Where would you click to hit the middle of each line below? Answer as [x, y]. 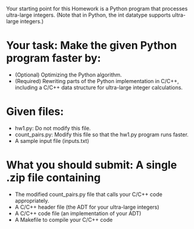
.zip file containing [53, 178]
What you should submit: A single [92, 165]
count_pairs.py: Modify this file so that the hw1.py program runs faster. [102, 135]
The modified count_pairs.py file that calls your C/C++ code [89, 194]
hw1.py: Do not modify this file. [53, 128]
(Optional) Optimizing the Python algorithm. [68, 75]
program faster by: [54, 58]
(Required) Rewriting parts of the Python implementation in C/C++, [97, 81]
